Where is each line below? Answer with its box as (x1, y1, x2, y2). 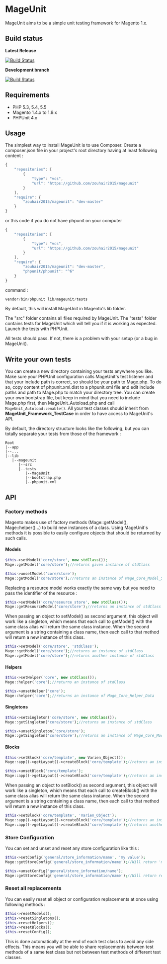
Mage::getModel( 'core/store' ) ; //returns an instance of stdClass (5, 649, 143, 654)
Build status (5, 34, 43, 43)
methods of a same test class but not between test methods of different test (5, 949, 161, 955)
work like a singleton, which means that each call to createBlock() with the (5, 788, 158, 793)
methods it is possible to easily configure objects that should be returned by (5, 529, 161, 535)
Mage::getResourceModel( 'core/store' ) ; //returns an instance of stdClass (5, 604, 162, 610)
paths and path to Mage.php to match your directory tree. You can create (5, 389, 155, 396)
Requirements (5, 91, 50, 99)
